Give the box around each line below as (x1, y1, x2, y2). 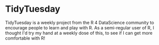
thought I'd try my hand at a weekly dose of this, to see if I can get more (5, 30, 153, 36)
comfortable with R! (5, 35, 46, 41)
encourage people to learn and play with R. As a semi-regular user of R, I (5, 24, 155, 30)
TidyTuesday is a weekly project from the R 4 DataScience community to (5, 20, 154, 25)
